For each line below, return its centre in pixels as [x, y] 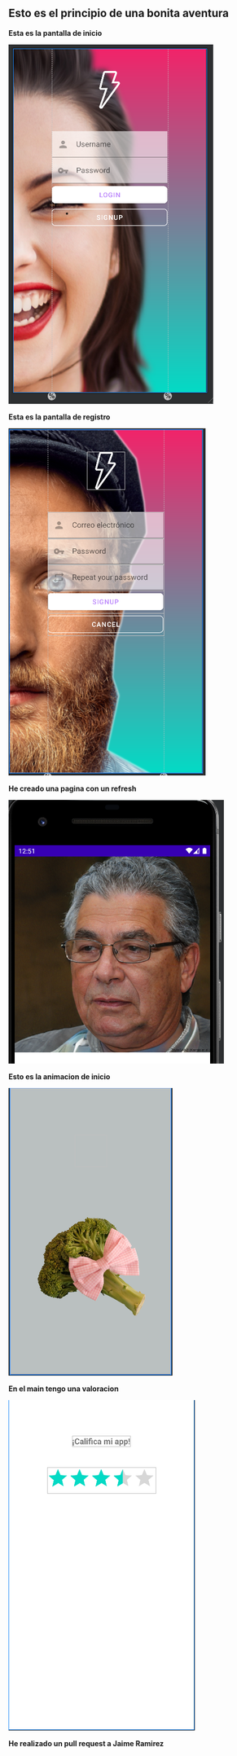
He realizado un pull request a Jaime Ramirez [86, 1743]
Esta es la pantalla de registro [59, 417]
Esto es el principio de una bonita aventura [119, 13]
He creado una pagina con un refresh [72, 788]
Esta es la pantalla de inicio [55, 33]
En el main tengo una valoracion [64, 1389]
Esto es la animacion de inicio [59, 1076]
